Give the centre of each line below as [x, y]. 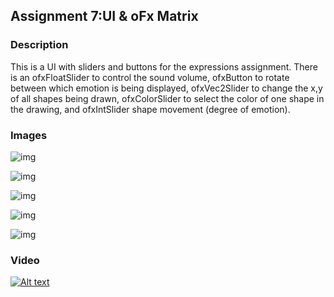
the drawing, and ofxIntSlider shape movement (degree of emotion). [150, 109]
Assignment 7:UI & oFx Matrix [104, 16]
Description [39, 45]
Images [29, 135]
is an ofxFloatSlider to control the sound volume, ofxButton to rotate [150, 77]
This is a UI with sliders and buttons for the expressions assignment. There [164, 66]
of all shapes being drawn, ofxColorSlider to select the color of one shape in [167, 98]
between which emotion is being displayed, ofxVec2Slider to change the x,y [166, 88]
